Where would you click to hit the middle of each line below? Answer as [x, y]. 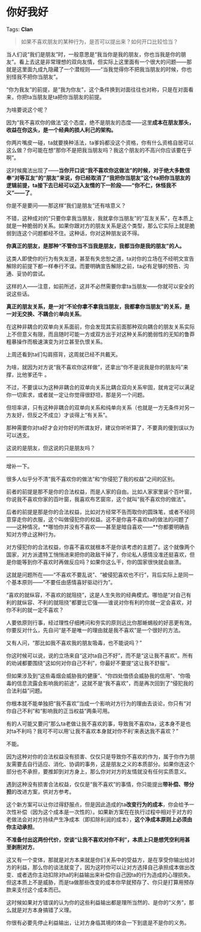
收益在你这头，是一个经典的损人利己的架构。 [61, 130]
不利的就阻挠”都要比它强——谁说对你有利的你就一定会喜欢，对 [115, 602]
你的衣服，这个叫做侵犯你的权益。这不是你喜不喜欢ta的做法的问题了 [106, 519]
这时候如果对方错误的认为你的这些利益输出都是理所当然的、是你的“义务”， [98, 902]
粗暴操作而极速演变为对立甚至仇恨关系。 [56, 341]
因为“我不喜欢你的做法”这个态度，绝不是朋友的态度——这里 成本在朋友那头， [100, 122]
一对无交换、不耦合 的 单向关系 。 [45, 314]
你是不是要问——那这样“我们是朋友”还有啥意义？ [66, 205]
